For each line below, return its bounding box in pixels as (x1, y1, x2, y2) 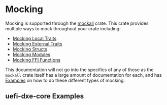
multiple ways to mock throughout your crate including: (5, 25, 121, 31)
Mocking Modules (12, 51, 51, 58)
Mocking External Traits (12, 40, 62, 46)
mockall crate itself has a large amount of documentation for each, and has (5, 72, 162, 78)
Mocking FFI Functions (12, 57, 61, 63)
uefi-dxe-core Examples (5, 92, 84, 100)
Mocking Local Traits (12, 35, 57, 41)
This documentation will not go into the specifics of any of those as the (5, 67, 154, 73)
